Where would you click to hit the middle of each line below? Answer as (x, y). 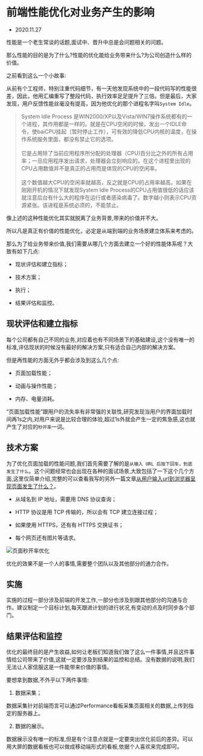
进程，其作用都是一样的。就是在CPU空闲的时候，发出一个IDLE (104, 124)
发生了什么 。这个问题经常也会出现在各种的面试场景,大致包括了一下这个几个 (98, 471)
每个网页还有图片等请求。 (47, 538)
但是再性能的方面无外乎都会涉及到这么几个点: (63, 360)
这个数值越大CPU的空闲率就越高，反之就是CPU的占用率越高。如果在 (106, 182)
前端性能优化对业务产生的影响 (81, 12)
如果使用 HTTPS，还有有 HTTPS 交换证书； (69, 524)
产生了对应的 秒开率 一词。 (37, 427)
